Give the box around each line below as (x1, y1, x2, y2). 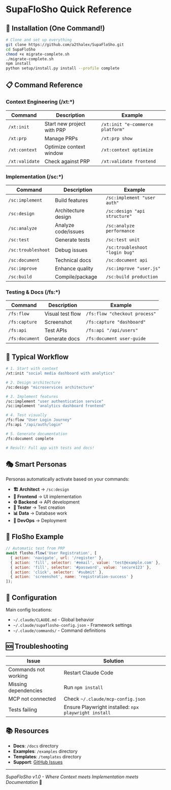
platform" (101, 126, 125, 132)
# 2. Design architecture (6, 380, 60, 385)
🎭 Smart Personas (6, 460, 67, 469)
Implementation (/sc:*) (6, 173, 64, 180)
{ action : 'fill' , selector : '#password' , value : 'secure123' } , (10, 565, 152, 570)
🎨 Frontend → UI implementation (13, 494, 82, 500)
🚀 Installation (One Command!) (6, 24, 106, 33)
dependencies (8, 687, 43, 694)
